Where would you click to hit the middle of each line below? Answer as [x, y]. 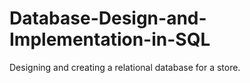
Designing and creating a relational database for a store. [125, 67]
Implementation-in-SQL [110, 39]
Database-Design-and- [108, 18]
